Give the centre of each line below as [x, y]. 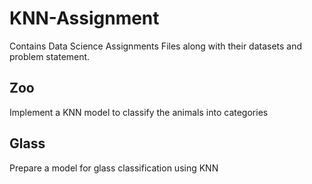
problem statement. [50, 56]
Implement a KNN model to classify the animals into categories [139, 112]
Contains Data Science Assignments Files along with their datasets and [156, 46]
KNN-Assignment [84, 18]
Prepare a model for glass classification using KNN [114, 168]
